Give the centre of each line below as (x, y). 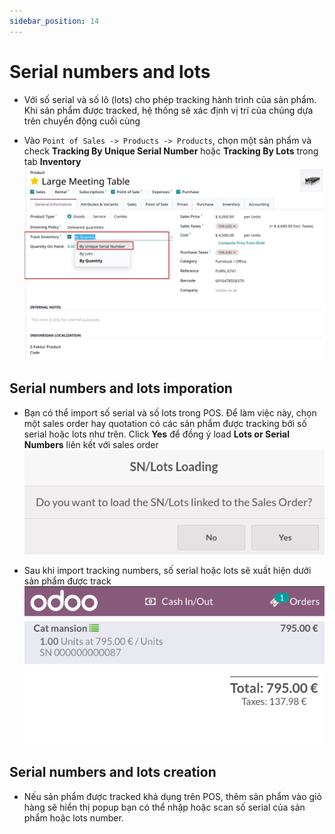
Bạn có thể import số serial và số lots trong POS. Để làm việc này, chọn (170, 412)
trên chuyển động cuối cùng (82, 121)
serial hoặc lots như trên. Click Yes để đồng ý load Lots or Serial (156, 434)
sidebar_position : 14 (54, 21)
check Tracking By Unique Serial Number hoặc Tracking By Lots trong (171, 151)
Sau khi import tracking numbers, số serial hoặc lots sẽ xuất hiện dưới (167, 571)
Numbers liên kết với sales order (91, 444)
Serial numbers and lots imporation (121, 388)
